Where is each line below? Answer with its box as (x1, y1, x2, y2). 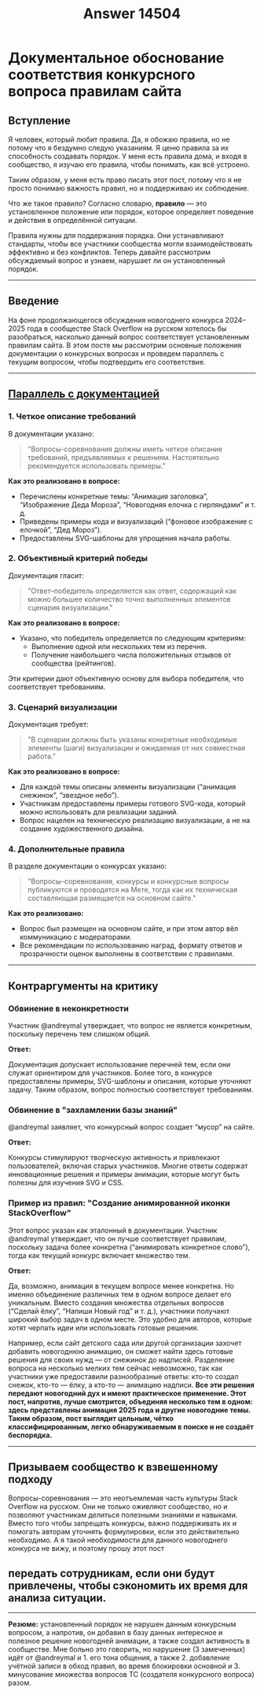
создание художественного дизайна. (19, 824, 145, 833)
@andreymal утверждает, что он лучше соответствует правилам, (8, 1233, 227, 1243)
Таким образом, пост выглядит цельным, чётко (8, 1413, 174, 1422)
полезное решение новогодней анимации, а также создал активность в (8, 1636, 250, 1646)
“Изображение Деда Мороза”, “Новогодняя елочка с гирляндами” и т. (19, 499, 256, 509)
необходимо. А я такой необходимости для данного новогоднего (8, 1535, 228, 1545)
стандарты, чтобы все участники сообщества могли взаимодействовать (8, 239, 253, 248)
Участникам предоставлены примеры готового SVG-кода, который (19, 799, 246, 808)
